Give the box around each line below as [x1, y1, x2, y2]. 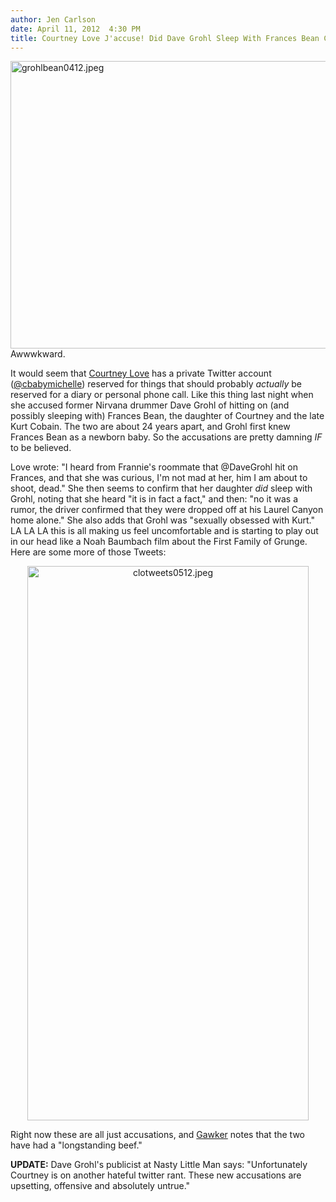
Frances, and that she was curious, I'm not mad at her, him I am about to [10, 472, 308, 484]
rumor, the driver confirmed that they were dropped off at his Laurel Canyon [10, 504, 324, 516]
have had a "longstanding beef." [10, 1139, 143, 1151]
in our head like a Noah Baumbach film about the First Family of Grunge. [10, 536, 308, 548]
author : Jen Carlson [10, 14, 97, 25]
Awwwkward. [10, 348, 66, 360]
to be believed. [10, 442, 72, 454]
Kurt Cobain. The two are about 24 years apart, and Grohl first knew [10, 421, 291, 433]
